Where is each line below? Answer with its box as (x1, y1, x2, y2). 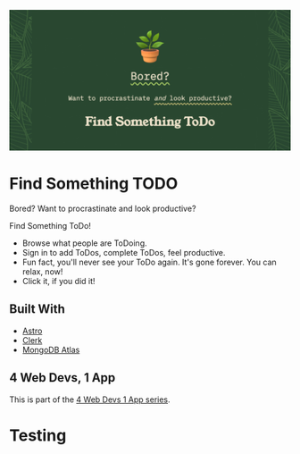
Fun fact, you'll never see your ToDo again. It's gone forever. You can (21, 256, 277, 267)
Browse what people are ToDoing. (21, 238, 147, 248)
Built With (9, 301, 65, 317)
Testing (9, 425, 67, 445)
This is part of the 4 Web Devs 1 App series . (9, 394, 171, 405)
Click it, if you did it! (21, 275, 96, 286)
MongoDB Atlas (21, 344, 80, 355)
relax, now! (21, 265, 63, 277)
